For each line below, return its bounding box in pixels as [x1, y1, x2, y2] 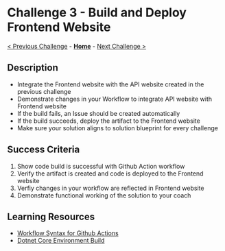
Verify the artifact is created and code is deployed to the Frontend [16, 169, 204, 178]
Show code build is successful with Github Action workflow [16, 162, 185, 170]
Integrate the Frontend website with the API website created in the [16, 80, 204, 88]
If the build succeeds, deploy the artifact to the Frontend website [16, 117, 200, 125]
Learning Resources [7, 211, 95, 222]
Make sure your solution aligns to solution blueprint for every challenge [16, 123, 218, 132]
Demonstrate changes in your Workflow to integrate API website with [16, 95, 213, 103]
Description [7, 62, 58, 73]
